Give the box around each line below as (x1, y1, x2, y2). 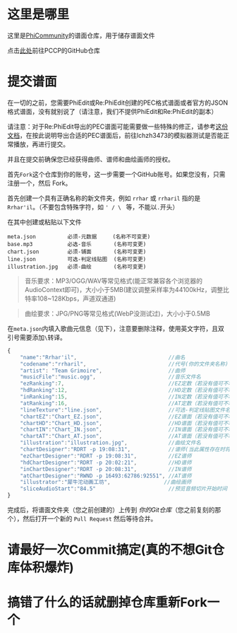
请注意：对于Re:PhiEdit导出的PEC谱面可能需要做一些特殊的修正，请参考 (7, 122, 217, 131)
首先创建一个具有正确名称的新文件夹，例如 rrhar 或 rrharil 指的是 (7, 194, 201, 202)
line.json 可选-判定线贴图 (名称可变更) (7, 255, 147, 262)
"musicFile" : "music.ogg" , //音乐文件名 (20, 373, 201, 381)
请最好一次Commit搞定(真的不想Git (7, 542, 213, 558)
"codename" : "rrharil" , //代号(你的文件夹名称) (20, 360, 229, 368)
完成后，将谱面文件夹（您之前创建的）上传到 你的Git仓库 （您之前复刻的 (7, 506, 215, 513)
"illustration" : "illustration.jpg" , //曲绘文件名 (20, 439, 201, 446)
